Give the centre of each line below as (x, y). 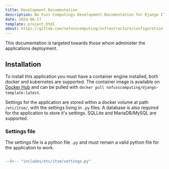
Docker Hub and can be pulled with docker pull (55, 87)
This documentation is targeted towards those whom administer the (75, 43)
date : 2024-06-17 (23, 19)
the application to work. (30, 148)
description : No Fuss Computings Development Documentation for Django (82, 15)
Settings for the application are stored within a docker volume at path (77, 102)
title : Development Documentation (41, 10)
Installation (23, 64)
